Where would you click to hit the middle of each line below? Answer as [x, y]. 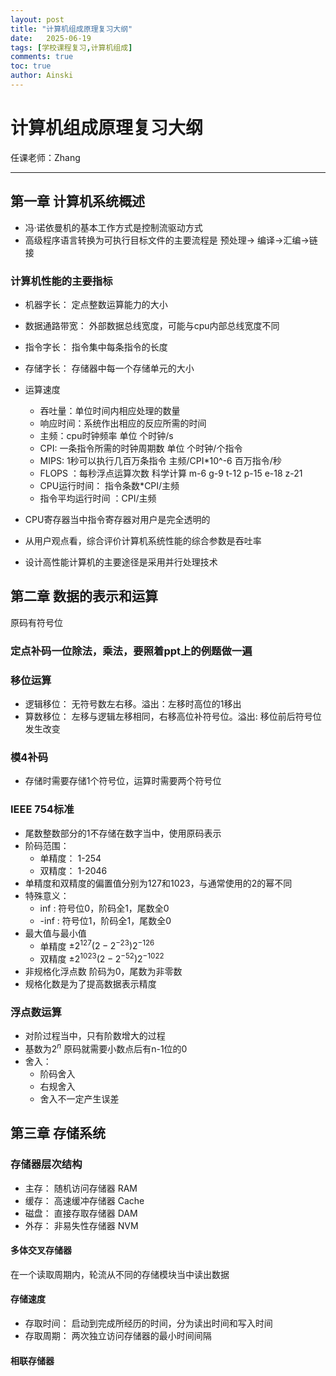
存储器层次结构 [46, 1164]
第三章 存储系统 [58, 1133]
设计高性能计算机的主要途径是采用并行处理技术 [121, 562]
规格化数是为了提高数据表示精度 [90, 983]
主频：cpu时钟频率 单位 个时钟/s [106, 435]
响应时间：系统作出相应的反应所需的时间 [123, 423]
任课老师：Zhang [45, 157]
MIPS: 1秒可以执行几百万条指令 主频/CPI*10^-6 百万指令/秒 [160, 460]
